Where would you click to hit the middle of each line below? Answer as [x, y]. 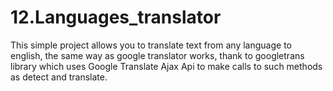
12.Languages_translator [116, 17]
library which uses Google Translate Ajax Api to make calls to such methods [166, 66]
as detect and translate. [59, 77]
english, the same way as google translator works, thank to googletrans [157, 55]
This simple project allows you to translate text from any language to [151, 45]
